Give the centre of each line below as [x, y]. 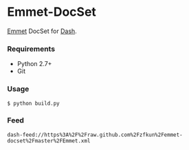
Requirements [31, 49]
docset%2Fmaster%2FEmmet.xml [49, 141]
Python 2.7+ [34, 64]
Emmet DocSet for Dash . [42, 31]
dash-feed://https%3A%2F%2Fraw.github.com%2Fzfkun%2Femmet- [95, 135]
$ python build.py [33, 103]
